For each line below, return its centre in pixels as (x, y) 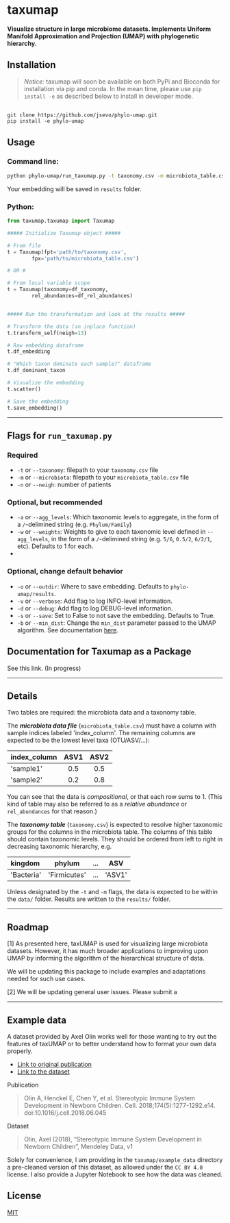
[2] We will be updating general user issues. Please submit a (92, 992)
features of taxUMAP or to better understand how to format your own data (112, 1044)
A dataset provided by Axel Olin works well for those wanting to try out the (112, 1037)
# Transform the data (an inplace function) (72, 326)
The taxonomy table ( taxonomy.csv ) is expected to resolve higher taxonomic (115, 825)
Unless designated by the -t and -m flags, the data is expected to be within (112, 892)
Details (22, 696)
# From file (24, 245)
